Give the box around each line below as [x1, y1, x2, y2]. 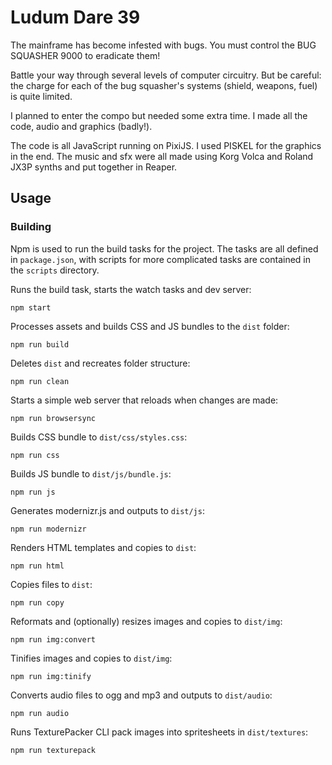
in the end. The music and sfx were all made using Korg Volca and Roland [10, 150, 314, 162]
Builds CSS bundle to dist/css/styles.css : [10, 431, 188, 443]
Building [10, 220, 52, 234]
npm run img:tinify [10, 671, 92, 681]
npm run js [10, 487, 56, 497]
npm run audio [10, 708, 70, 718]
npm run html [10, 561, 65, 571]
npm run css [10, 450, 60, 460]
